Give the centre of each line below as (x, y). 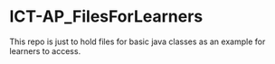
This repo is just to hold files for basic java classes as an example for (137, 41)
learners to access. (45, 50)
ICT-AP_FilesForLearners (106, 17)
